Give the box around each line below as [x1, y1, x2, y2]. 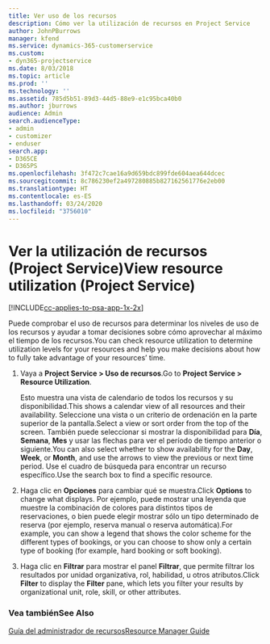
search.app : [8, 147, 48, 155]
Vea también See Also [8, 608, 94, 619]
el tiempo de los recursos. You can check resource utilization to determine [8, 336, 253, 346]
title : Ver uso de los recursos [8, 11, 117, 20]
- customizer [8, 132, 52, 140]
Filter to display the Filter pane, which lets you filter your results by [19, 579, 243, 588]
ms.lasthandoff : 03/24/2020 [8, 200, 103, 208]
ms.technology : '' [8, 86, 70, 95]
